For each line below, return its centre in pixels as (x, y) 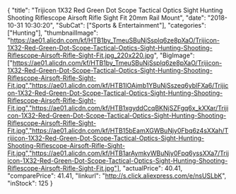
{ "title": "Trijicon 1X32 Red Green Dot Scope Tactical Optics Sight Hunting (115, 10)
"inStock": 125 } (30, 183)
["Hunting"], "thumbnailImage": (53, 33)
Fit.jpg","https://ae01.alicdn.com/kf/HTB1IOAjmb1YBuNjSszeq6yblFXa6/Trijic (118, 85)
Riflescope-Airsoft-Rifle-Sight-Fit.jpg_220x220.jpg (81, 55)
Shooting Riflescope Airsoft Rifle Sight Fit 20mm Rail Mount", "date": (107, 18)
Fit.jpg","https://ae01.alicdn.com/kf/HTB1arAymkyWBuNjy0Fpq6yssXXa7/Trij (118, 153)
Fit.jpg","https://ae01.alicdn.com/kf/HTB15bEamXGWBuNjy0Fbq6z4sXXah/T (118, 131)
